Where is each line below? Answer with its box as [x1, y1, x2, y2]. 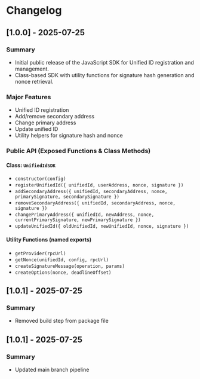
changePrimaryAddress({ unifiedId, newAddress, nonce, [14, 212, 155, 218]
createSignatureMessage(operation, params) [14, 263, 125, 269]
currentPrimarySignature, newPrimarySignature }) [14, 217, 141, 223]
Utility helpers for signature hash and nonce [14, 132, 124, 139]
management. [14, 65, 50, 72]
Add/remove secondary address [14, 113, 94, 120]
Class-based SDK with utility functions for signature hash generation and [14, 71, 195, 78]
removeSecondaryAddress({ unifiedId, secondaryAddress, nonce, [14, 200, 176, 206]
